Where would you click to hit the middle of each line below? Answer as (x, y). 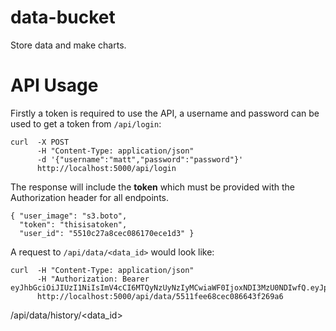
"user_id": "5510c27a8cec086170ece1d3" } (107, 233)
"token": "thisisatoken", (73, 224)
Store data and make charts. (68, 45)
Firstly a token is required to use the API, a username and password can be (165, 113)
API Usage (54, 85)
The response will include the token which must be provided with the (153, 187)
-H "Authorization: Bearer (93, 279)
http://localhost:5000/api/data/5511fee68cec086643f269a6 (160, 296)
